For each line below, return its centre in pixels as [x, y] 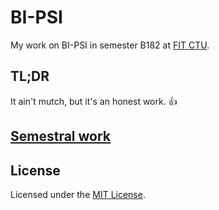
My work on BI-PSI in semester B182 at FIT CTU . [110, 45]
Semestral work [61, 136]
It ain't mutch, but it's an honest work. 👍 [94, 101]
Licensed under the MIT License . [78, 194]
